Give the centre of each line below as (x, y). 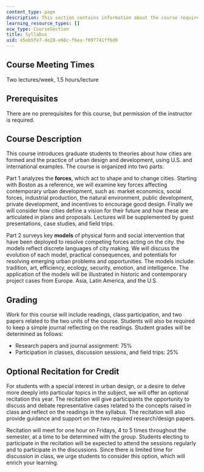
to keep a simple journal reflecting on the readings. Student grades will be (99, 328)
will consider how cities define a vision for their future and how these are (97, 211)
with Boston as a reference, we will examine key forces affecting (87, 185)
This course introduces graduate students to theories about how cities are (99, 153)
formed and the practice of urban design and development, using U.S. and (99, 160)
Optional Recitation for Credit (63, 371)
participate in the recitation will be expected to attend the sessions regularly (101, 443)
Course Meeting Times (50, 65)
